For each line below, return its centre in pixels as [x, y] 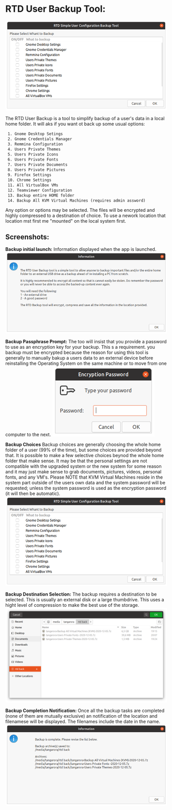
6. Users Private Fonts [33, 160]
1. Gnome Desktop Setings [35, 134]
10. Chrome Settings [30, 180]
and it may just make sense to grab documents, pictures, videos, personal [83, 472]
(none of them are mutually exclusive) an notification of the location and [81, 716]
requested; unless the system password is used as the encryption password [86, 488]
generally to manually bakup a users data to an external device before [79, 358]
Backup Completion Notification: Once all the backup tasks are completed [85, 710]
